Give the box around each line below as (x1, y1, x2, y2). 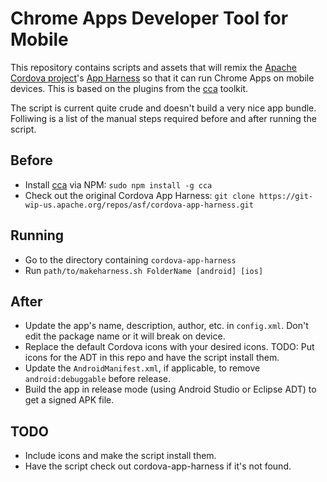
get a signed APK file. (24, 394, 115, 406)
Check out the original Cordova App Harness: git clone (24, 189, 255, 201)
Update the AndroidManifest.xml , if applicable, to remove (24, 362, 261, 374)
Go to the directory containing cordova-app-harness (24, 253, 237, 266)
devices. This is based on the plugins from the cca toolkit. (10, 82, 249, 94)
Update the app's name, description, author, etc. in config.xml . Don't (24, 320, 309, 332)
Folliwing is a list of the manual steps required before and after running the (10, 112, 317, 124)
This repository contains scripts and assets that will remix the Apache (10, 61, 297, 73)
